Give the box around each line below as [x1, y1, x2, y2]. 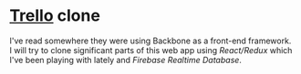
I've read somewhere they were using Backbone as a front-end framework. [9, 35, 292, 46]
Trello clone [9, 5, 100, 26]
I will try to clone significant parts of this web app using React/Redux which [9, 44, 293, 55]
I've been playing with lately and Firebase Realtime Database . [9, 54, 242, 65]
